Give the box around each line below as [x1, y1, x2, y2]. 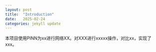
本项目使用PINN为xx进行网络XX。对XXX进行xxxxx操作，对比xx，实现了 [5, 35, 152, 41]
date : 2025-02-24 [5, 16, 46, 21]
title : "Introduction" [5, 12, 54, 17]
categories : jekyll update [5, 21, 61, 26]
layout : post [5, 7, 32, 12]
